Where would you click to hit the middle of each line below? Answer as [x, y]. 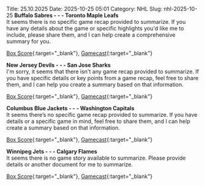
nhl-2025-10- [181, 9]
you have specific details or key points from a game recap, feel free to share [102, 78]
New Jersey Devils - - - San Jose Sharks [59, 65]
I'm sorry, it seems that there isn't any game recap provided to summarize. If [103, 72]
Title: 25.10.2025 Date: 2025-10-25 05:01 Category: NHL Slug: [84, 9]
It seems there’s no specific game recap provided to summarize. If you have [102, 115]
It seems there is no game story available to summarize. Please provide [96, 158]
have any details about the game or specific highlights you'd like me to [95, 28]
